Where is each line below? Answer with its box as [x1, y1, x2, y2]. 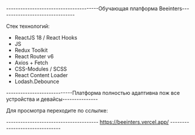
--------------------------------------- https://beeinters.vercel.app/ [6, 118, 169, 126]
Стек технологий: [6, 23, 50, 29]
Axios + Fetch [14, 59, 49, 66]
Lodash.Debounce [14, 78, 60, 85]
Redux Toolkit [14, 47, 48, 54]
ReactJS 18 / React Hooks [14, 34, 78, 41]
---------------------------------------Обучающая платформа [6, 5, 158, 12]
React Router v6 [14, 53, 54, 60]
